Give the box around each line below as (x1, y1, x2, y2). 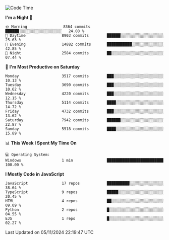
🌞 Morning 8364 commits (5, 24, 91, 29)
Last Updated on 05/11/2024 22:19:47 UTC (5, 229, 94, 235)
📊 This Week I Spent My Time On (5, 140, 77, 146)
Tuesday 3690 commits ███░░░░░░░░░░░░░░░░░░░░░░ (5, 83, 164, 88)
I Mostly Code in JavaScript (5, 171, 65, 177)
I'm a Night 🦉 (5, 15, 33, 20)
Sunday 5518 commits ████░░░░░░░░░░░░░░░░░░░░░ (5, 126, 164, 131)
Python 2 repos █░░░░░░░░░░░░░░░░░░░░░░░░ (5, 207, 164, 212)
